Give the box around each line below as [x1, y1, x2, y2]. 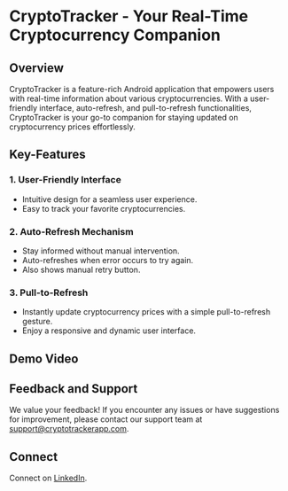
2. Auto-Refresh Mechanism [9, 225, 135, 238]
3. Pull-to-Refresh [9, 286, 89, 299]
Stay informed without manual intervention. [21, 245, 180, 256]
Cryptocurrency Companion [9, 25, 222, 45]
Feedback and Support [9, 381, 138, 396]
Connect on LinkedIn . [9, 472, 88, 484]
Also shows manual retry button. [21, 264, 141, 275]
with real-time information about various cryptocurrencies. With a [9, 93, 248, 104]
